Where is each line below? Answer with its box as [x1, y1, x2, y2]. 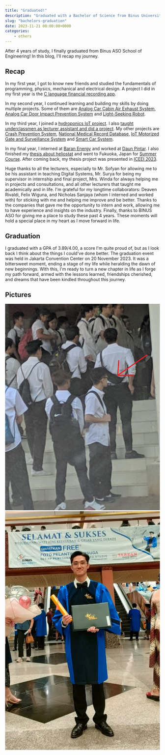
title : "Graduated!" [5, 8, 48, 13]
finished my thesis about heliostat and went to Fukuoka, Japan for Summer [5, 150, 157, 157]
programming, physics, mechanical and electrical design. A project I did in [5, 86, 155, 91]
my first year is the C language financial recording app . [5, 91, 116, 97]
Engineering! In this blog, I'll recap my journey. [5, 53, 99, 59]
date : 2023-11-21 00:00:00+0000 [5, 24, 71, 29]
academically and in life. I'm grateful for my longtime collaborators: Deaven [5, 186, 157, 192]
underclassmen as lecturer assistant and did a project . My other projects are [5, 125, 160, 131]
